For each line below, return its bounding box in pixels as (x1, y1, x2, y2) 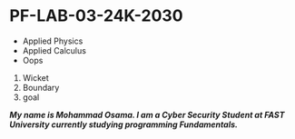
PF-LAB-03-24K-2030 (9, 5, 183, 26)
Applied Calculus (22, 45, 86, 55)
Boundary (22, 82, 60, 93)
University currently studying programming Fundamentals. (9, 119, 239, 130)
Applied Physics (22, 35, 84, 46)
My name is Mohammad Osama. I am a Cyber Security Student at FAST (9, 109, 285, 120)
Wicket (22, 72, 50, 83)
